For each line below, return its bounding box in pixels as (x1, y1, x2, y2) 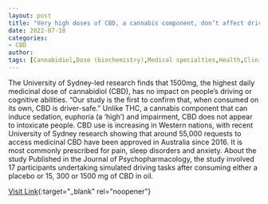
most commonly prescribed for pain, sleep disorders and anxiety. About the (8, 145, 257, 155)
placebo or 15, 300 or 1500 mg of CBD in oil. (8, 171, 154, 180)
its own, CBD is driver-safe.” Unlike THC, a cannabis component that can (8, 103, 248, 112)
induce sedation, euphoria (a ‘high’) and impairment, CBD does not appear (8, 112, 253, 121)
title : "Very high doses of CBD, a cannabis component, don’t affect (8, 19, 245, 27)
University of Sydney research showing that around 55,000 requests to (8, 128, 242, 138)
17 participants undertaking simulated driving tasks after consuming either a (8, 163, 258, 172)
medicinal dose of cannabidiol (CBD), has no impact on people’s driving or (8, 86, 253, 96)
